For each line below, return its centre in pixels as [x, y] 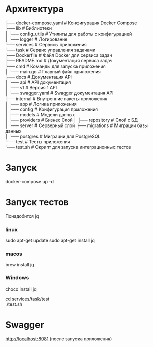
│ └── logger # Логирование [36, 39]
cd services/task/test [27, 299]
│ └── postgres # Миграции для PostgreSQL [53, 136]
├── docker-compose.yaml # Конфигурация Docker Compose [71, 23]
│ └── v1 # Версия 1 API [31, 87]
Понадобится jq [22, 216]
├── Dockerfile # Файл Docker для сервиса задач [59, 55]
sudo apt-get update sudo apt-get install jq [50, 241]
